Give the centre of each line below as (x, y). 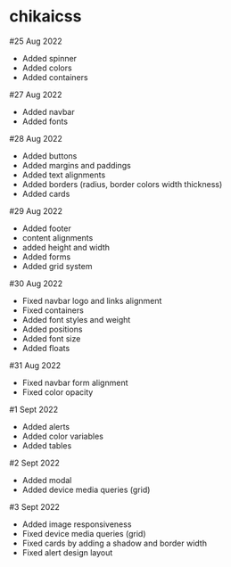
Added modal (47, 480)
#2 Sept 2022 (35, 463)
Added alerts (46, 426)
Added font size (51, 338)
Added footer (46, 228)
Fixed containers (53, 310)
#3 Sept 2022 (35, 506)
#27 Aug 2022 (36, 94)
